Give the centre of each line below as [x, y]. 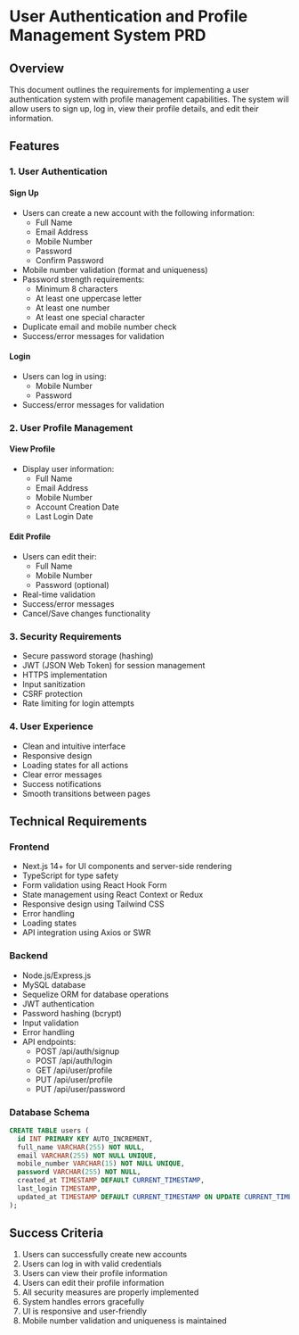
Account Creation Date [77, 507]
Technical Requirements [78, 821]
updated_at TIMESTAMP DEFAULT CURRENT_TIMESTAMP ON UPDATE [129, 1197]
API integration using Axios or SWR [86, 933]
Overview [37, 68]
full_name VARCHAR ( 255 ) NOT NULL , [81, 1147]
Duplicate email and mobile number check [99, 327]
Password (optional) [72, 585]
